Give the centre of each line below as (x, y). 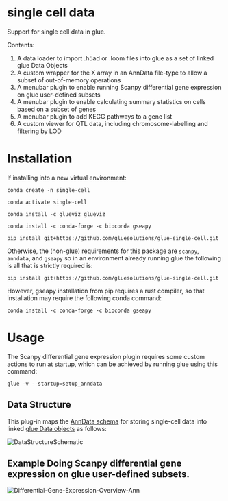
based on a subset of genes (56, 109)
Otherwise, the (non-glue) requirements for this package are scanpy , (103, 251)
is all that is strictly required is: (50, 265)
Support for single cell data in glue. (56, 32)
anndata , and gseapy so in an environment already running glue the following (114, 258)
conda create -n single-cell (49, 190)
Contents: (21, 45)
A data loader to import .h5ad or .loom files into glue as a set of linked (115, 58)
